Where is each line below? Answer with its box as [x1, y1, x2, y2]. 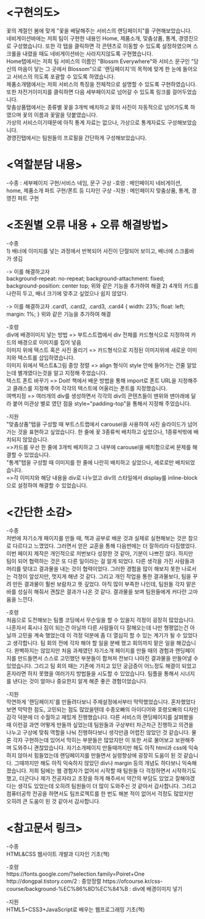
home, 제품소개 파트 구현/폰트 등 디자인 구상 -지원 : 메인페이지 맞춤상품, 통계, [6, 187, 190, 194]
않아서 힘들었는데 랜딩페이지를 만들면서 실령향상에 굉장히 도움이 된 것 [17, 751, 182, 759]
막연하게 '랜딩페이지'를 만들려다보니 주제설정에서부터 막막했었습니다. [6, 698, 170, 705]
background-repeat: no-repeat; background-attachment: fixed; [6, 275, 165, 282]
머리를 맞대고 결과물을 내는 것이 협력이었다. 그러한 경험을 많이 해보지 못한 [6, 565, 181, 572]
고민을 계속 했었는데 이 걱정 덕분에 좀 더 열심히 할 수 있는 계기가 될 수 [17, 631, 182, 639]
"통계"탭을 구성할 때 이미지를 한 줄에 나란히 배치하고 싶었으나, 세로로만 [6, 458, 174, 466]
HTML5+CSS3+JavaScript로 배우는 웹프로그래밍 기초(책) [6, 906, 145, 913]
